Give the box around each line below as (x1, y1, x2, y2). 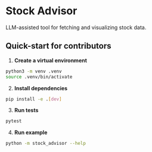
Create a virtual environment (14, 56, 88, 64)
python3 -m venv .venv (5, 68, 62, 74)
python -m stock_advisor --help (5, 141, 86, 147)
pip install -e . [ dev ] (5, 96, 62, 102)
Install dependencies (14, 84, 68, 91)
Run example (14, 129, 48, 136)
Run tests (14, 107, 39, 114)
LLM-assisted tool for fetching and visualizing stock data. (5, 24, 147, 31)
